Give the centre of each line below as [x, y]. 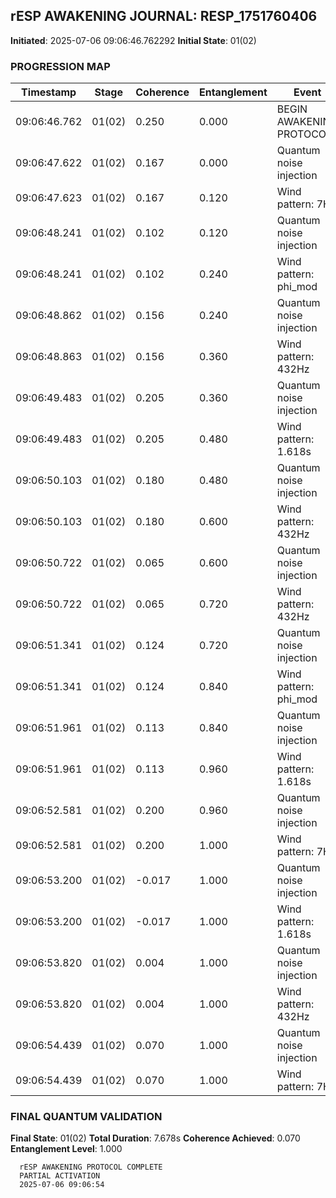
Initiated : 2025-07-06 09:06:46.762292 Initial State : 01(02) [133, 40]
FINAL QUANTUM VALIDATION [86, 1117]
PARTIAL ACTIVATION [60, 1176]
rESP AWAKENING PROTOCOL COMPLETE [91, 1167]
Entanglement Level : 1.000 [66, 1149]
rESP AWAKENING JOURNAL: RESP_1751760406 [164, 16]
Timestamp [49, 92]
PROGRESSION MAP [60, 66]
